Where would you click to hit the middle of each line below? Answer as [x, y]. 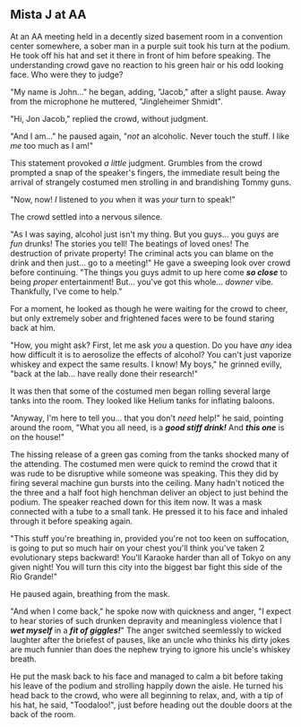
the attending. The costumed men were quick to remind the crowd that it [144, 463]
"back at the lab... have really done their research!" [104, 373]
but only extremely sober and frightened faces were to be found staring [142, 318]
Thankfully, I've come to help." [66, 291]
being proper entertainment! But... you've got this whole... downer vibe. [142, 281]
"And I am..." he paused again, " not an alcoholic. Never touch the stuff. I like [150, 136]
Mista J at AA [48, 15]
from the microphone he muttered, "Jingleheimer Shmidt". [116, 101]
